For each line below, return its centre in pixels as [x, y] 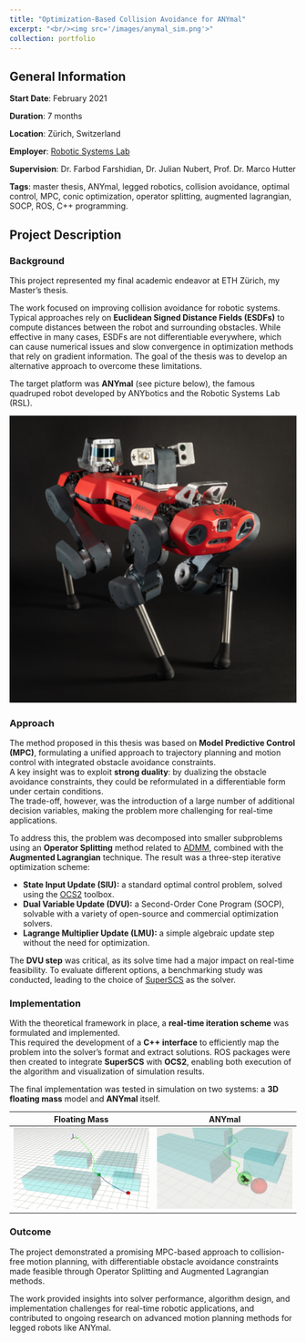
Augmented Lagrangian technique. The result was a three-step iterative [145, 857]
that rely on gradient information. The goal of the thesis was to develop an [148, 356]
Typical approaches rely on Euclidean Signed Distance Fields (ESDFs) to [147, 317]
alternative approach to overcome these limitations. [106, 365]
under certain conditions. [56, 792]
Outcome [31, 1232]
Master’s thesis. [39, 290]
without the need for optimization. [86, 943]
